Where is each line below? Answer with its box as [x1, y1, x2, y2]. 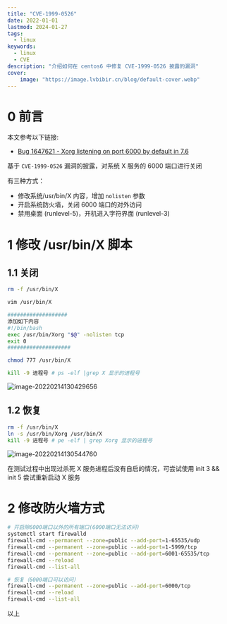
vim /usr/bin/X [7, 299, 52, 306]
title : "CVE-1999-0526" [7, 10, 78, 18]
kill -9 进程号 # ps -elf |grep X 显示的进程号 [7, 369, 140, 377]
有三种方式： [7, 177, 44, 185]
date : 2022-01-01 [7, 17, 59, 24]
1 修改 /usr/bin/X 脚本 [7, 237, 133, 252]
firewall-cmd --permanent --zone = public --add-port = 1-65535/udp [7, 537, 200, 544]
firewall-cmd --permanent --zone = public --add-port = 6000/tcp [7, 582, 191, 589]
